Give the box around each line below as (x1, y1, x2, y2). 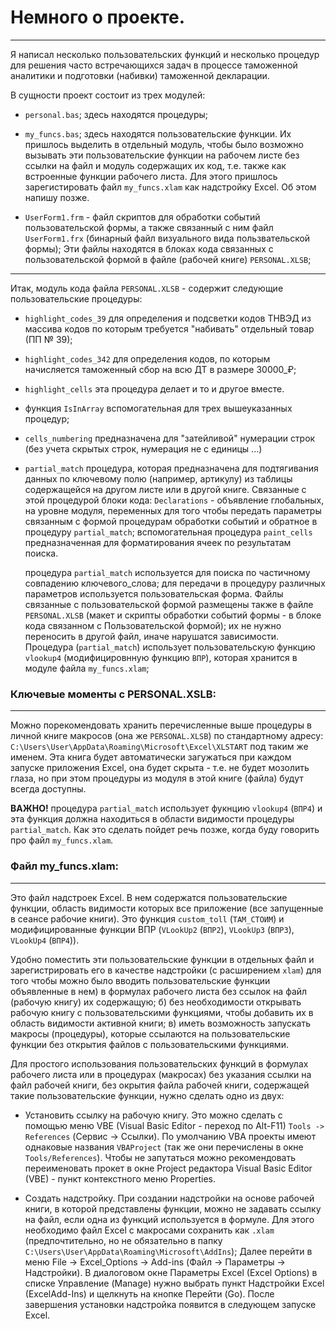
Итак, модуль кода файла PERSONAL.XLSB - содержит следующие (10, 282, 284, 294)
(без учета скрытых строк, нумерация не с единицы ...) (24, 442, 263, 455)
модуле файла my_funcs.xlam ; (24, 662, 150, 674)
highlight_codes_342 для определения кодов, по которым (24, 352, 271, 365)
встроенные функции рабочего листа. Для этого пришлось (24, 170, 278, 182)
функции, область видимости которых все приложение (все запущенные (10, 902, 324, 914)
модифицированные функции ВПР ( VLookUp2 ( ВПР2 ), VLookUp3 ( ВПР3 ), (10, 923, 295, 935)
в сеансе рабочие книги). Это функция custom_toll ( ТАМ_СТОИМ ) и (10, 912, 285, 925)
